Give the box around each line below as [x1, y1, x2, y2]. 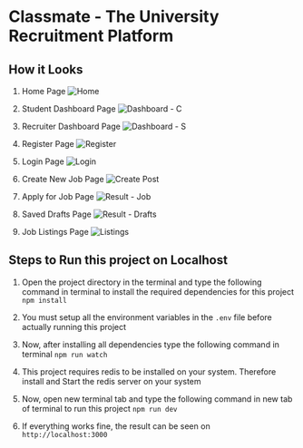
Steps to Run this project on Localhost [8, 252, 229, 268]
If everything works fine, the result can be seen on [21, 420, 210, 432]
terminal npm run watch [21, 348, 108, 359]
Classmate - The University [8, 6, 220, 27]
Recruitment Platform [8, 25, 174, 46]
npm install [21, 296, 67, 305]
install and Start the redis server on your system [21, 375, 201, 386]
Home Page [21, 86, 66, 96]
